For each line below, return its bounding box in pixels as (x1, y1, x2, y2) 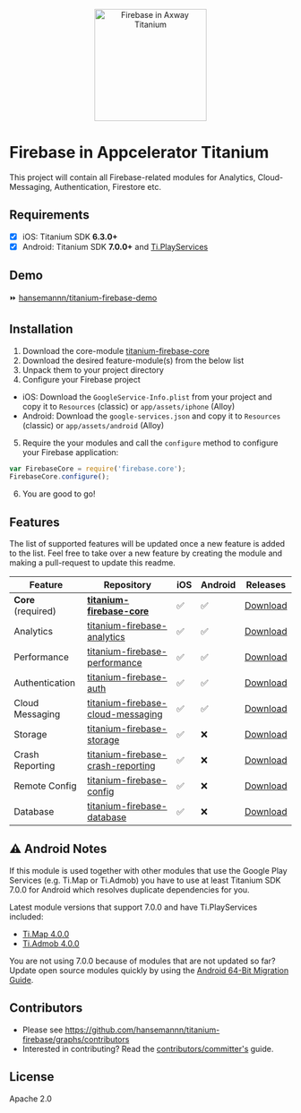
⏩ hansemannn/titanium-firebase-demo (9, 292, 158, 303)
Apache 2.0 (9, 1093, 52, 1104)
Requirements (9, 207, 90, 223)
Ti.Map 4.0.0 (21, 928, 70, 939)
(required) (13, 605, 56, 617)
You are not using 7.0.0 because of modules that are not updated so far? (9, 955, 276, 966)
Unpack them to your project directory (21, 364, 164, 375)
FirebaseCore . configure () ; (9, 472, 110, 481)
